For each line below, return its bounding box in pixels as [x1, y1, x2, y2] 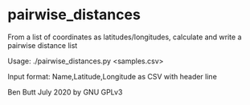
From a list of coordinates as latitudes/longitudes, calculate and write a [7, 32, 242, 42]
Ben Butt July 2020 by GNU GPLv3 [7, 87, 123, 97]
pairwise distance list [7, 40, 78, 50]
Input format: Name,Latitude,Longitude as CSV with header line [7, 71, 218, 81]
